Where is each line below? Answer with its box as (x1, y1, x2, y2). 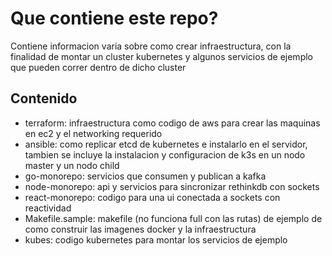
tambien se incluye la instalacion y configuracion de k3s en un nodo (24, 148, 306, 161)
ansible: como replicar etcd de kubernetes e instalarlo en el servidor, (24, 138, 308, 150)
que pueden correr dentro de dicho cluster (10, 61, 187, 73)
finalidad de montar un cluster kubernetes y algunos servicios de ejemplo (10, 50, 313, 62)
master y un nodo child (24, 159, 120, 171)
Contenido (10, 90, 78, 107)
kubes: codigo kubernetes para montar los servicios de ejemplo (24, 233, 288, 246)
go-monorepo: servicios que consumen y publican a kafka (24, 170, 267, 182)
